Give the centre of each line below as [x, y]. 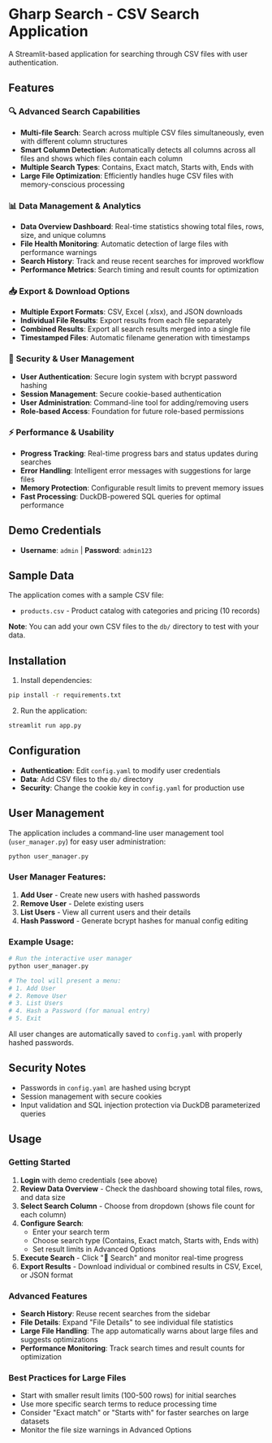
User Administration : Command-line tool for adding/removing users [134, 402]
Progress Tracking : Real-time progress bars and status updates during [139, 453]
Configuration [45, 751]
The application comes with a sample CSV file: [86, 595]
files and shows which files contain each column [101, 158]
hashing [33, 385]
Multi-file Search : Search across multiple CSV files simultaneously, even [142, 132]
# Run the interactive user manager [70, 959]
